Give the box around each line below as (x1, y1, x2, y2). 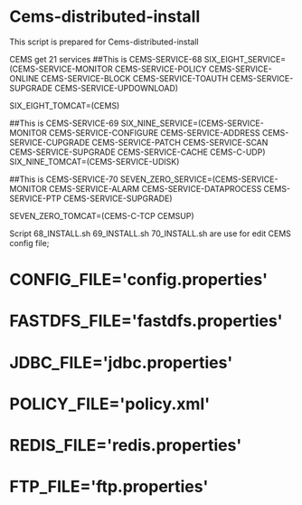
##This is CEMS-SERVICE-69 (9, 118, 119, 129)
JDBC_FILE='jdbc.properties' (9, 352, 233, 373)
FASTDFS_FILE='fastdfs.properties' (9, 310, 283, 331)
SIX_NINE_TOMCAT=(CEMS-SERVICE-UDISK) (9, 156, 180, 167)
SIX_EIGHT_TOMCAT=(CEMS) (9, 100, 120, 110)
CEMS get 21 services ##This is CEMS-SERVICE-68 (9, 53, 203, 64)
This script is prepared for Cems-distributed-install (9, 36, 199, 47)
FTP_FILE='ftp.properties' (9, 477, 209, 497)
